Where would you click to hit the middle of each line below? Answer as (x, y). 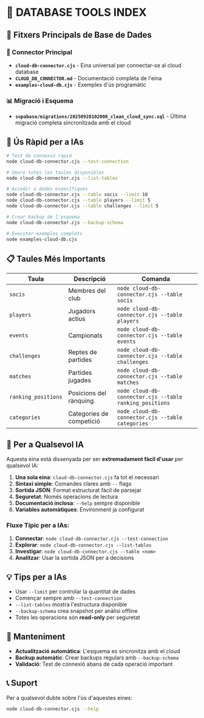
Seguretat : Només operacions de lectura (66, 497)
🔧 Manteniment (36, 636)
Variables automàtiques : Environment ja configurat (80, 510)
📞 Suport (22, 683)
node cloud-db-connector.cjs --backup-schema (65, 222)
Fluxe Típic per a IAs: (38, 525)
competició (84, 422)
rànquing (81, 401)
